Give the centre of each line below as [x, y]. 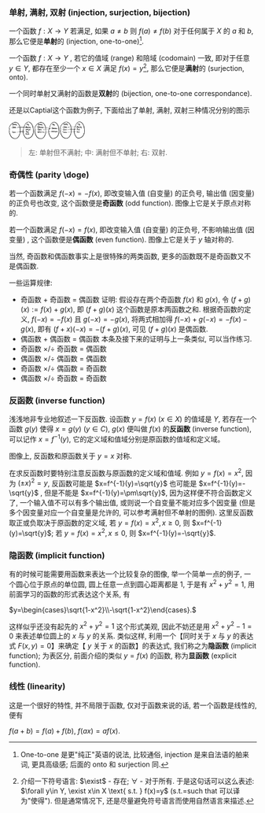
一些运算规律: [31, 283]
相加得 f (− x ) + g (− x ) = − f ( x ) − [200, 320]
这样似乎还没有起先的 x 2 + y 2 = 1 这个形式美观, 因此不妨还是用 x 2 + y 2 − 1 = [131, 626]
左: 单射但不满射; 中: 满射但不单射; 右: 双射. [98, 152]
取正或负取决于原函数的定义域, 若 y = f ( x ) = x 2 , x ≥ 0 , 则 [100, 523]
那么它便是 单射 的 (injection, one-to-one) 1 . [77, 41]
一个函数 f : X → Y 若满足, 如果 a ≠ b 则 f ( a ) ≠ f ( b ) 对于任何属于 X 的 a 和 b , [131, 31]
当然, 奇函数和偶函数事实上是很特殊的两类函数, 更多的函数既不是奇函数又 [127, 257]
